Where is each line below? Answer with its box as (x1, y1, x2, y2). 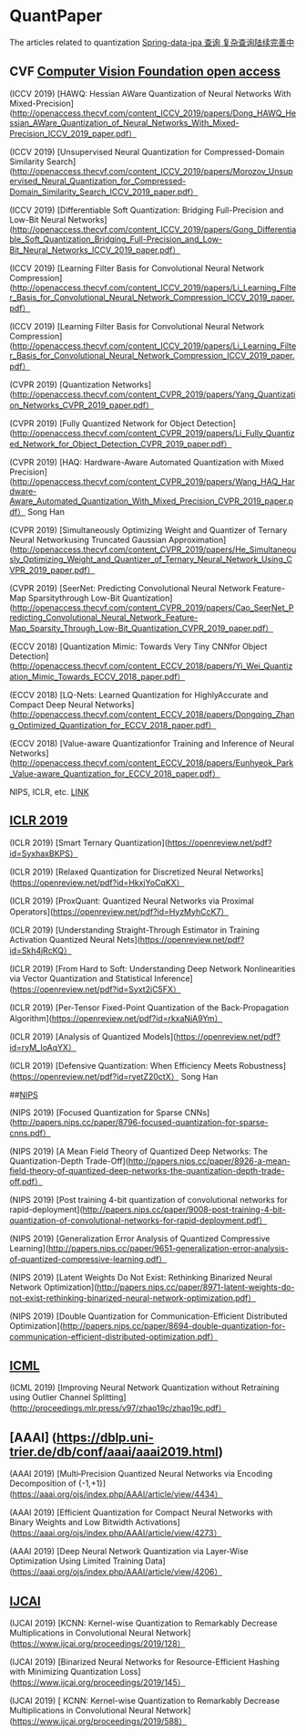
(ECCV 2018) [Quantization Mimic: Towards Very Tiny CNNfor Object (9, 641, 268, 652)
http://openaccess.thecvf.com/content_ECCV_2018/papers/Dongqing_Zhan (12, 708, 295, 719)
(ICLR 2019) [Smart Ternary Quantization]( (9, 837, 168, 848)
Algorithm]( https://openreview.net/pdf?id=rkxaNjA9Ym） (9, 1012, 223, 1023)
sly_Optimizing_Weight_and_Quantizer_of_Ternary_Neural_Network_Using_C (9, 553, 293, 564)
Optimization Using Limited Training (9, 1555, 144, 1566)
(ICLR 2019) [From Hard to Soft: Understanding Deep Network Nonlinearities (9, 963, 296, 974)
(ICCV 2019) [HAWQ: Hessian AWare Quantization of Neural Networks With (9, 88, 291, 99)
